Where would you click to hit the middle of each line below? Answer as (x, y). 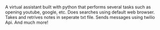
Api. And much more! (27, 22)
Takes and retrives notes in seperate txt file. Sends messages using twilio (80, 17)
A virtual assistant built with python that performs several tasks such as (78, 7)
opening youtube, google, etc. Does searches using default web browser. (80, 12)
